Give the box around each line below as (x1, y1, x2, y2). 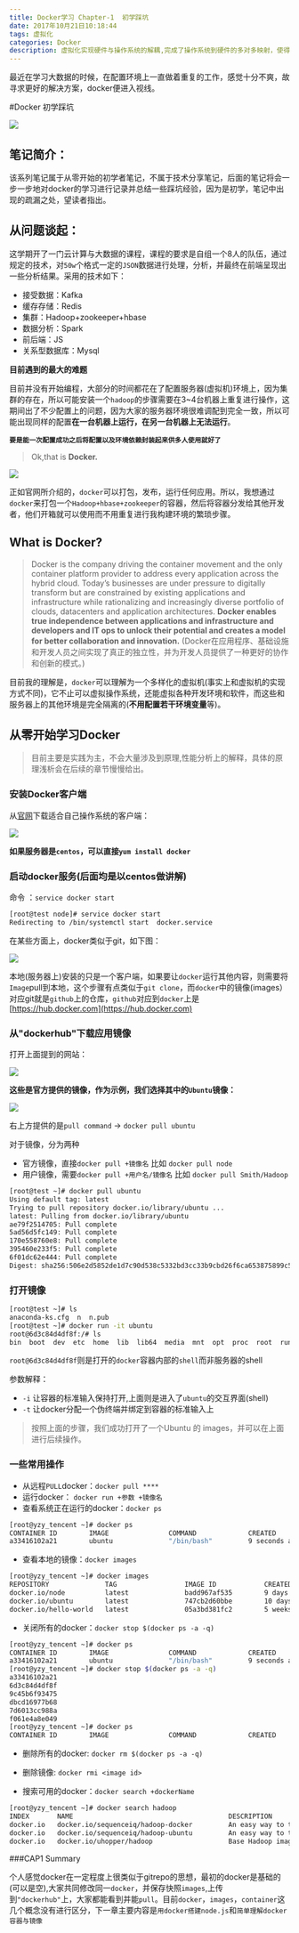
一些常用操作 (9, 1459, 65, 1471)
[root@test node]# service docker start (9, 910, 162, 918)
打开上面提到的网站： (9, 1049, 87, 1060)
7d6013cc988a (9, 1706, 58, 1715)
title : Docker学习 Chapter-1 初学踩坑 (9, 12, 149, 22)
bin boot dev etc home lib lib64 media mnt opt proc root (9, 1338, 273, 1347)
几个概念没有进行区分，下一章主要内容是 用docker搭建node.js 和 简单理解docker (9, 1905, 287, 1915)
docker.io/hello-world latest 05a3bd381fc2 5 (9, 1605, 269, 1614)
